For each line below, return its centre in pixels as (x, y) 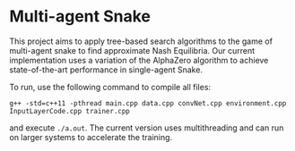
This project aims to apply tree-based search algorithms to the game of (141, 41)
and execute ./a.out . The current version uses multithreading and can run (147, 128)
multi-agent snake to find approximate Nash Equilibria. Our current (132, 50)
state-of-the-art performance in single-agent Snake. (106, 70)
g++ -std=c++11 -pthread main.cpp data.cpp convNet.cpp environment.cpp (148, 103)
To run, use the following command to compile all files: (110, 87)
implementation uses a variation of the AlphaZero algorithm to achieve (139, 60)
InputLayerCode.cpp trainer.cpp (69, 111)
